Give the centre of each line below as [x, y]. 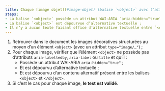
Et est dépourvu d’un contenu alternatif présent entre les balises [84, 73]
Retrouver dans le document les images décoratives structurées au [80, 42]
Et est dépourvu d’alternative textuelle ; [59, 68]
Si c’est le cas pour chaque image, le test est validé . [65, 83]
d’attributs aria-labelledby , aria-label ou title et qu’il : [70, 57]
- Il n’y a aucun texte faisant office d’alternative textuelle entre [79, 28]
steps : [12, 14]
